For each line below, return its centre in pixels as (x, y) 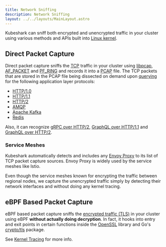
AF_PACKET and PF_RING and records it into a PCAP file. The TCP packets (81, 71)
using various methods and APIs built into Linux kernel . (61, 38)
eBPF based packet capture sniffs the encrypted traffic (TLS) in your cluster (83, 214)
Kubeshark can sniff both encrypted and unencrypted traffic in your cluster (82, 33)
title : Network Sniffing (31, 10)
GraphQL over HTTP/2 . (29, 132)
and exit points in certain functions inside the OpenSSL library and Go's (78, 224)
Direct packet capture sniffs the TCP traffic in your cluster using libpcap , (79, 66)
